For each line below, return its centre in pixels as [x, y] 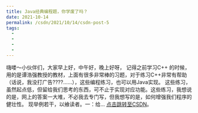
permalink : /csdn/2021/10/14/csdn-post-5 [58, 22]
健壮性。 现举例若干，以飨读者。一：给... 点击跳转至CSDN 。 [79, 104]
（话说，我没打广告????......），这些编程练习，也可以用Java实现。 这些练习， [99, 82]
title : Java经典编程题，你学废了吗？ [47, 11]
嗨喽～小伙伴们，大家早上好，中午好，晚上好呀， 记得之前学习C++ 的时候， [98, 67]
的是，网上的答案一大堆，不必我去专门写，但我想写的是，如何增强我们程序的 [99, 97]
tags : [13, 28]
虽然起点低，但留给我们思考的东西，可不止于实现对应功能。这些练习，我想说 [99, 89]
